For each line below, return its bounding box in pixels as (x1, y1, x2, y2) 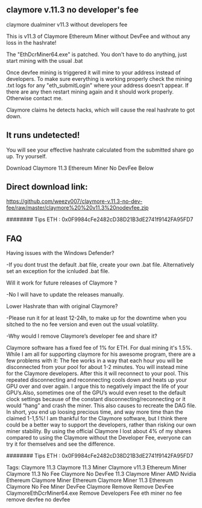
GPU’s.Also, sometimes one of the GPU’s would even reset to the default (6, 389, 186, 396)
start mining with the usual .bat (6, 57, 83, 64)
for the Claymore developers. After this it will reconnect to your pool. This (6, 370, 189, 377)
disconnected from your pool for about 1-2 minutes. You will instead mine (6, 364, 188, 371)
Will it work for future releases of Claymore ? (6, 279, 118, 286)
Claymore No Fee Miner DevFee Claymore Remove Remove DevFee (6, 483, 174, 490)
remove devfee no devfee (6, 496, 71, 503)
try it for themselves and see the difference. (6, 440, 115, 448)
